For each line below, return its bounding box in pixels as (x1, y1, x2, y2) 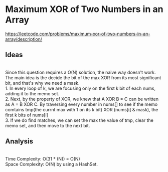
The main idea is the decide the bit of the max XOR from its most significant (5, 74, 161, 81)
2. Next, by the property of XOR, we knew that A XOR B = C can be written (5, 96, 159, 102)
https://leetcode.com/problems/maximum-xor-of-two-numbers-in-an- (5, 31, 150, 37)
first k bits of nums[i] (5, 112, 49, 118)
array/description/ (5, 36, 43, 42)
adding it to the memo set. (5, 90, 60, 96)
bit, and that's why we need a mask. (5, 80, 80, 86)
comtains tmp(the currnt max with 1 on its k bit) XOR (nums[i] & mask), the (5, 106, 158, 112)
